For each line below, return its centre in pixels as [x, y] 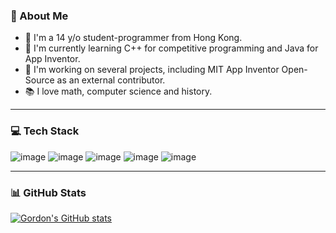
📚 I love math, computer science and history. [118, 91]
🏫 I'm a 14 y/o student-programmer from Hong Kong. [133, 38]
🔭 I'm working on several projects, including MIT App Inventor [152, 70]
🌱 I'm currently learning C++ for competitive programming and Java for [171, 48]
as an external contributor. [111, 80]
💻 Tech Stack [45, 131]
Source [39, 80]
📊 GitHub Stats [48, 192]
